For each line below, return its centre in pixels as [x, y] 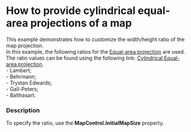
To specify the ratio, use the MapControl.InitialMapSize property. [85, 123]
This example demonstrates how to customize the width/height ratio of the [95, 39]
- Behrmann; [21, 77]
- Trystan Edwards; [29, 82]
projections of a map [81, 23]
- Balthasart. [21, 95]
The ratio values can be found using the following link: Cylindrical [84, 58]
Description [23, 110]
